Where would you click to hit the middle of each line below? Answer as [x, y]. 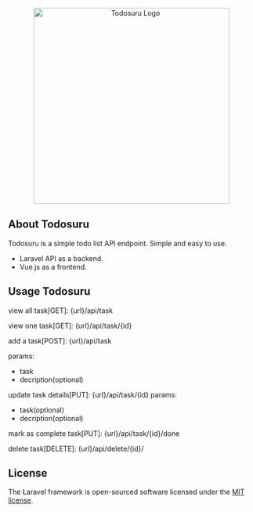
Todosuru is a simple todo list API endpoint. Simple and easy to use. [117, 243]
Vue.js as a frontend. [53, 267]
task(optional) [42, 410]
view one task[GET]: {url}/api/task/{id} [70, 325]
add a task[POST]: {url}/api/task [60, 340]
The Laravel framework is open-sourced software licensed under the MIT [127, 492]
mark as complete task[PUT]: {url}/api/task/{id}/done [94, 433]
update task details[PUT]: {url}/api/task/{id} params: [93, 394]
